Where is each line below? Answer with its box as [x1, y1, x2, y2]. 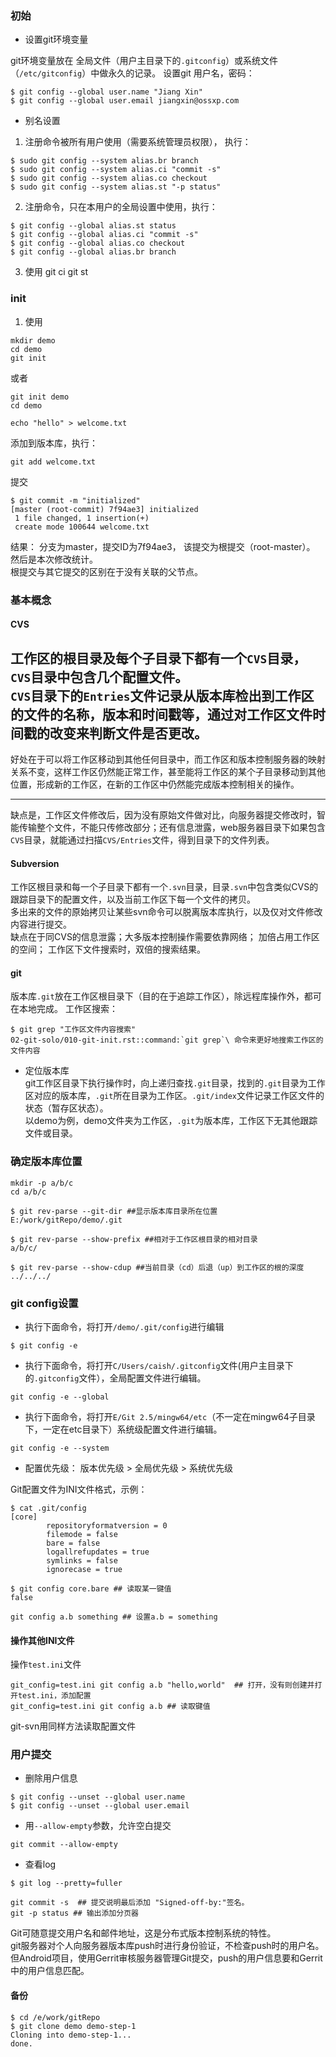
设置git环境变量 [24, 33, 89, 46]
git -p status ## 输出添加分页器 [10, 1908, 139, 1919]
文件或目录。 [24, 1127, 78, 1139]
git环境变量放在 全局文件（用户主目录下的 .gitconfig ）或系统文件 [10, 55, 279, 67]
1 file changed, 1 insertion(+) [14, 513, 150, 523]
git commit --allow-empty [10, 1840, 118, 1850]
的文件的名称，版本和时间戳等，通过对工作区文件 [10, 706, 313, 723]
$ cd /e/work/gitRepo [10, 2012, 101, 2022]
